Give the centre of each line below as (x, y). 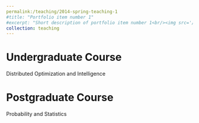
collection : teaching (33, 28)
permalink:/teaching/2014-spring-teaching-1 (62, 12)
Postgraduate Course (60, 98)
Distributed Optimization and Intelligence (56, 74)
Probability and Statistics (36, 114)
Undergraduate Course (64, 57)
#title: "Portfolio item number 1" (50, 17)
